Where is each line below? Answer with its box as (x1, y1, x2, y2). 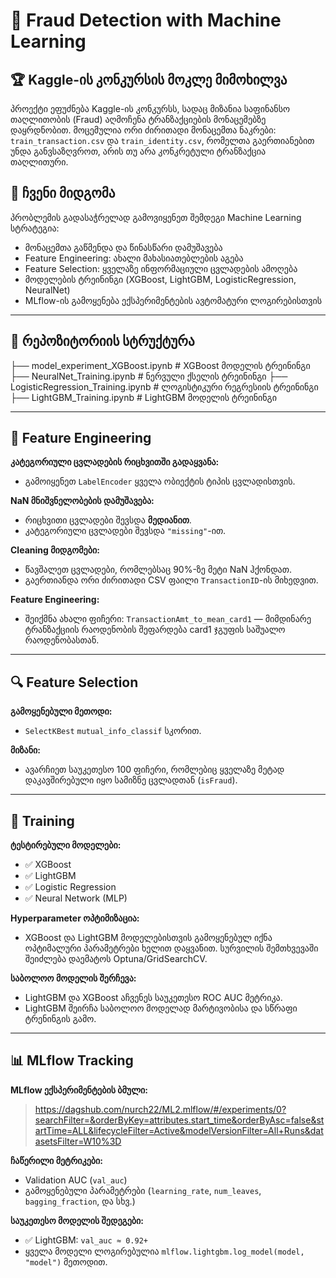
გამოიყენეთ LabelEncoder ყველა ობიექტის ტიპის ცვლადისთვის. (24, 475, 296, 488)
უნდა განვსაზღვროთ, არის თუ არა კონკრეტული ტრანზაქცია (10, 145, 267, 157)
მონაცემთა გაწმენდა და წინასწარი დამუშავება (24, 241, 223, 253)
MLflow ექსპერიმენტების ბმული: (10, 1084, 148, 1096)
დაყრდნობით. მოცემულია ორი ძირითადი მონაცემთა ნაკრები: (10, 124, 277, 136)
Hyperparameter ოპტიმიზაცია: (10, 912, 140, 924)
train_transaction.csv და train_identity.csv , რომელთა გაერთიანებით (10, 135, 315, 146)
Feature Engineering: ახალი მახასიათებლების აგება (24, 252, 244, 264)
